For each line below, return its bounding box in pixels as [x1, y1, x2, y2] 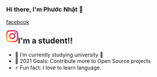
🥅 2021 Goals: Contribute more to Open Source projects [14, 58, 151, 65]
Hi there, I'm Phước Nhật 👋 [6, 5, 84, 14]
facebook [6, 19, 30, 26]
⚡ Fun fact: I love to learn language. [14, 64, 102, 71]
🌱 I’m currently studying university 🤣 [14, 51, 104, 58]
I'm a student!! [18, 35, 73, 46]
